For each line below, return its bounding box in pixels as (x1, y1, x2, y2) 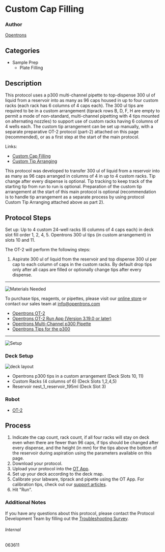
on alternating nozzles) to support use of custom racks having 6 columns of (5, 118, 159, 124)
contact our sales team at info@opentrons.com (5, 300, 101, 306)
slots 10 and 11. (5, 237, 35, 243)
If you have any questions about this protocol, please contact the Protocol (5, 510, 155, 516)
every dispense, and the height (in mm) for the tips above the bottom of (12, 445, 157, 451)
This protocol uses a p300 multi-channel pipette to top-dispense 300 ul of (5, 92, 156, 98)
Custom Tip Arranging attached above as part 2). (5, 199, 105, 205)
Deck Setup (5, 352, 33, 359)
